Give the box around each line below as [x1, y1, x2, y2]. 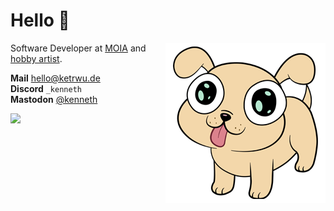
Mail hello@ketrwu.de [10, 72, 101, 84]
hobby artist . [10, 52, 63, 64]
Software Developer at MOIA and [10, 42, 147, 54]
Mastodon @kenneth [10, 93, 98, 105]
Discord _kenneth [10, 82, 82, 94]
